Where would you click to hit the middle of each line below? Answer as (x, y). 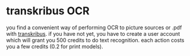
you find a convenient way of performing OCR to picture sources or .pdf (94, 27)
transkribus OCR (48, 11)
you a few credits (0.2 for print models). (55, 46)
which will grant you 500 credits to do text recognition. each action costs (95, 40)
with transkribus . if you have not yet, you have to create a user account (93, 33)
